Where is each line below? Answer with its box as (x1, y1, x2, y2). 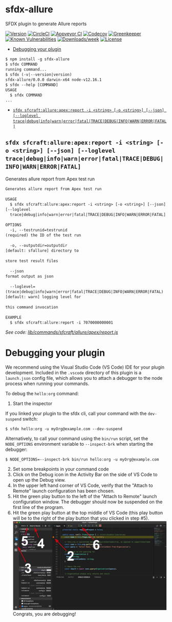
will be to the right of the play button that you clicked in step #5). (12, 515, 149, 521)
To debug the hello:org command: (5, 390, 79, 396)
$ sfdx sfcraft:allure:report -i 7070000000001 (10, 320, 114, 325)
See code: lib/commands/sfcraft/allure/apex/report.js (5, 329, 118, 335)
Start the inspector (12, 400, 53, 407)
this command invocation (5, 304, 58, 309)
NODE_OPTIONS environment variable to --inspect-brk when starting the (5, 441, 154, 447)
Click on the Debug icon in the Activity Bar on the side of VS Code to (12, 471, 158, 478)
